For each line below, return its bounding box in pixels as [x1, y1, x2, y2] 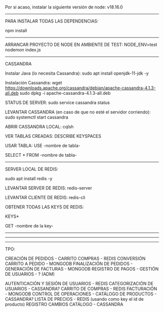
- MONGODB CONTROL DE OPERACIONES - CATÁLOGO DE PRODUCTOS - [5, 291, 157, 297]
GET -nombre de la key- [5, 223, 54, 229]
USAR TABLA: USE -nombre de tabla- [5, 143, 81, 148]
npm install [5, 28, 27, 33]
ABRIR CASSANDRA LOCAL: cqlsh [5, 124, 74, 129]
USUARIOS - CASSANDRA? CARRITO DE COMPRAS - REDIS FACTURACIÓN [5, 286, 157, 291]
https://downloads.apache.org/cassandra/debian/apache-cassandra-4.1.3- [5, 85, 156, 91]
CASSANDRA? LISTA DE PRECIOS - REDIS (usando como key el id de [5, 296, 144, 302]
